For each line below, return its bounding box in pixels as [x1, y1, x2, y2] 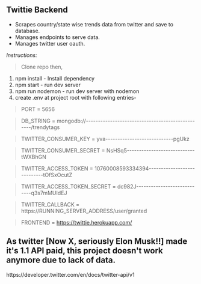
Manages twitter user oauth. [14, 40, 85, 47]
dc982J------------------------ [117, 183, 195, 190]
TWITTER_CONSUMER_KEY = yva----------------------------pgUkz [20, 135, 190, 142]
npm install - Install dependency [14, 74, 95, 82]
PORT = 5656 [20, 105, 55, 113]
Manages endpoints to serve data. [14, 33, 100, 41]
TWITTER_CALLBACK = [20, 201, 80, 208]
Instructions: [6, 51, 37, 59]
